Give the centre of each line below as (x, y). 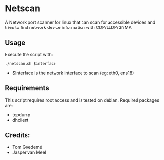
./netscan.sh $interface (30, 64)
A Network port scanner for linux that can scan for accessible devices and (80, 22)
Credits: (18, 135)
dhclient (20, 120)
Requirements (27, 88)
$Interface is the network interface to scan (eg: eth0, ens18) (73, 73)
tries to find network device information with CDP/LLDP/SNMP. (69, 27)
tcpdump (21, 115)
